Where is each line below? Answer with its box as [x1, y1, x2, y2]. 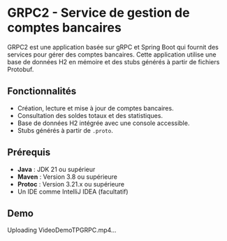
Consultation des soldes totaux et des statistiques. [17, 111, 163, 119]
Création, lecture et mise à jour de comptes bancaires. [17, 103, 174, 112]
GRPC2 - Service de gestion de [7, 5, 190, 21]
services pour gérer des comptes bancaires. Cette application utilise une [7, 50, 217, 59]
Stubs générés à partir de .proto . [17, 126, 113, 134]
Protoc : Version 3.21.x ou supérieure [17, 180, 124, 188]
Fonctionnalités [7, 85, 77, 97]
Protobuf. [7, 65, 34, 73]
